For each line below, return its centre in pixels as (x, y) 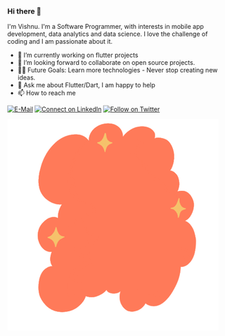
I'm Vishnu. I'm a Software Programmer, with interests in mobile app (105, 27)
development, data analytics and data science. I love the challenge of (108, 34)
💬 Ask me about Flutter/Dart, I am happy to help (86, 85)
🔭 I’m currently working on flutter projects (78, 55)
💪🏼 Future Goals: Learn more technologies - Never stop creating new (117, 70)
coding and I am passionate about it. (60, 42)
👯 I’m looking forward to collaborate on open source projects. (106, 63)
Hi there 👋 (25, 11)
